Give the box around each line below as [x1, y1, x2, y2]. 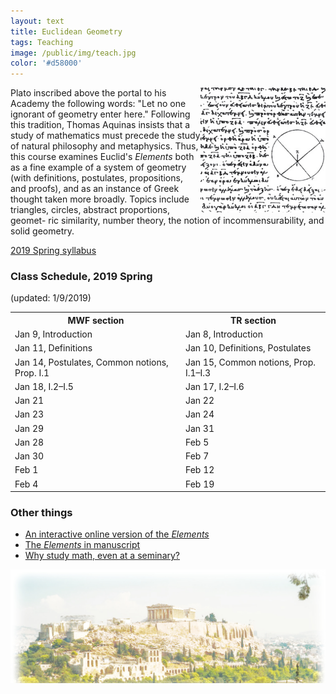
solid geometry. [10, 225, 75, 237]
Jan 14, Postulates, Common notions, [14, 356, 169, 368]
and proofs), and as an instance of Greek [10, 183, 180, 195]
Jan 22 [184, 395, 215, 407]
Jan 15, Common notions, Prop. [184, 356, 317, 368]
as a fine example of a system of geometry [10, 161, 187, 174]
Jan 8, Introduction [184, 328, 263, 340]
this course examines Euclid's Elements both [10, 151, 195, 163]
